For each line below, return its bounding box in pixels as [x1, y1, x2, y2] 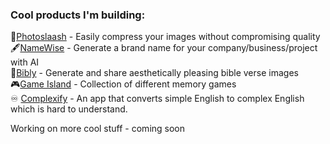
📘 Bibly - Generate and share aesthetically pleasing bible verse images [10, 67, 299, 79]
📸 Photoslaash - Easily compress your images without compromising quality [10, 31, 321, 43]
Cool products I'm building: [10, 8, 146, 22]
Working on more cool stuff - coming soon [10, 123, 186, 135]
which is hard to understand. [10, 103, 128, 115]
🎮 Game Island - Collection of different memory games [10, 78, 237, 90]
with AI [10, 56, 40, 68]
